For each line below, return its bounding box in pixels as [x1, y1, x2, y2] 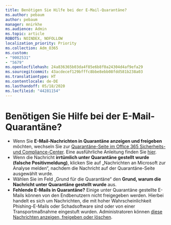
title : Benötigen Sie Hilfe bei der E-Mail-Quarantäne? [5, 7, 127, 13]
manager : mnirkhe [5, 21, 42, 27]
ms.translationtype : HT [5, 74, 56, 79]
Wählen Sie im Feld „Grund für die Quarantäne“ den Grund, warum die [12, 176, 161, 182]
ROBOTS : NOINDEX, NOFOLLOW [5, 36, 63, 41]
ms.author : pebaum [5, 12, 45, 17]
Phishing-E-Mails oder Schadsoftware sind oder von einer [12, 203, 136, 210]
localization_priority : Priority [5, 41, 77, 46]
